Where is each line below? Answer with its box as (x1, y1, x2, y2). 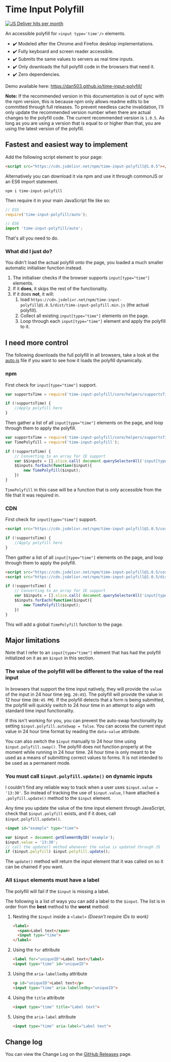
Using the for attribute (12, 947, 60, 953)
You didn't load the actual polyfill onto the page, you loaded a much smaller (5, 259, 164, 266)
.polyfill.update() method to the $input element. (5, 795, 111, 801)
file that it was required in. (5, 492, 60, 498)
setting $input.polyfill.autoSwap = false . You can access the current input (5, 723, 166, 729)
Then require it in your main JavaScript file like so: (5, 197, 110, 203)
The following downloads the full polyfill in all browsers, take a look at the (5, 352, 159, 358)
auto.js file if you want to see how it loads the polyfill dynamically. (5, 358, 143, 364)
